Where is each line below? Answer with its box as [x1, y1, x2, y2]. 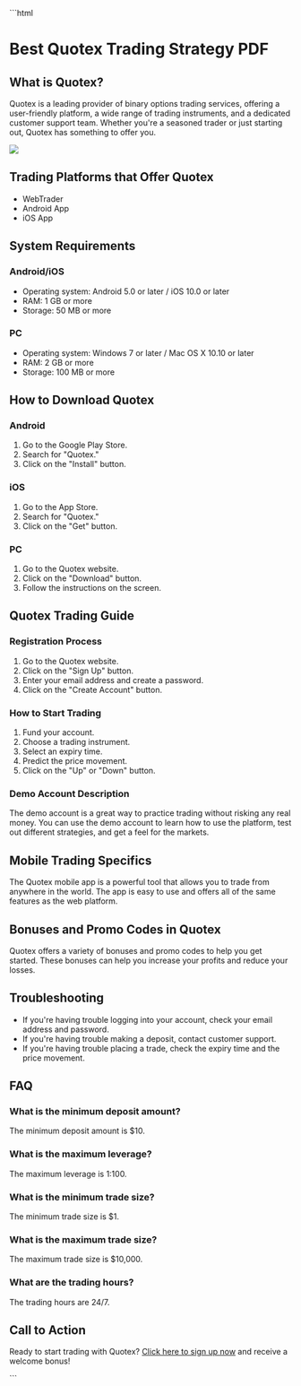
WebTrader [21, 193, 64, 204]
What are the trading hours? [9, 1277, 134, 1289]
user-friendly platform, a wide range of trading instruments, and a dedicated [9, 108, 291, 118]
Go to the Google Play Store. [21, 439, 128, 451]
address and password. [21, 1024, 109, 1035]
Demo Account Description [9, 787, 130, 800]
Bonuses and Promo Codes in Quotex [9, 922, 221, 937]
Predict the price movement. [21, 756, 128, 767]
